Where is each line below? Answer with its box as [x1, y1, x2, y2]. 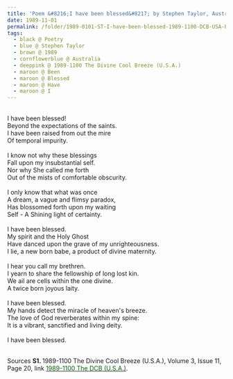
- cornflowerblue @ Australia [13, 56, 101, 63]
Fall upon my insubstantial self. [7, 159, 96, 167]
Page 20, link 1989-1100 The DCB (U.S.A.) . [7, 364, 128, 373]
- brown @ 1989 [13, 49, 58, 56]
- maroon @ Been [13, 68, 60, 75]
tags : [7, 29, 23, 37]
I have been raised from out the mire [7, 129, 111, 138]
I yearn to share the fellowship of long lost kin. [7, 269, 139, 278]
